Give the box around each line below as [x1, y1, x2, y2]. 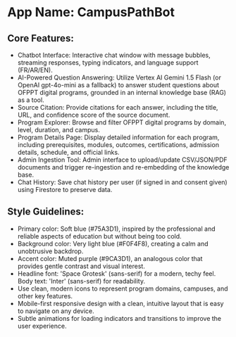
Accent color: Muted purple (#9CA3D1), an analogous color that [17, 254, 203, 262]
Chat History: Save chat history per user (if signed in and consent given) [17, 178, 228, 186]
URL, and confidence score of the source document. [17, 110, 170, 119]
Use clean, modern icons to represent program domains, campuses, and [17, 284, 228, 293]
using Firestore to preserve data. [17, 186, 113, 193]
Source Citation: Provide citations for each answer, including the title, [17, 103, 218, 111]
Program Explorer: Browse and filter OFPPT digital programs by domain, [17, 118, 227, 127]
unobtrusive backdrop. [17, 247, 84, 255]
